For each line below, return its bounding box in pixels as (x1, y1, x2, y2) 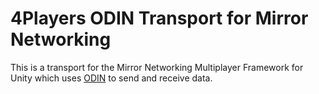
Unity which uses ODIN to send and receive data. (10, 72, 213, 84)
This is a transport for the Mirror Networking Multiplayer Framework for (10, 61, 304, 73)
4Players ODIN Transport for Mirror (10, 7, 309, 30)
